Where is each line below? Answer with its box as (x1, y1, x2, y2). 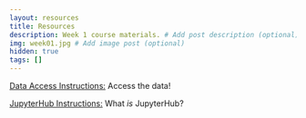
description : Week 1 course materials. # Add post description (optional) (9, 30, 300, 39)
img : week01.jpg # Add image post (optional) (9, 38, 185, 48)
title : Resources (9, 22, 76, 31)
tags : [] (9, 55, 43, 64)
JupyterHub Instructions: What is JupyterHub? (9, 98, 184, 109)
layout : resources (9, 13, 79, 23)
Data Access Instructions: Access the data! (9, 81, 171, 91)
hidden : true (9, 47, 59, 56)
